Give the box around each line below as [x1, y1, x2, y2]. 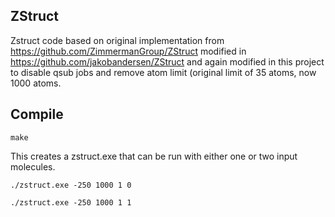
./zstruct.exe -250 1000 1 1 [10, 197, 132, 208]
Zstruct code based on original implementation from [10, 34, 225, 46]
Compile [10, 106, 64, 123]
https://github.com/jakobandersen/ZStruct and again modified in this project [10, 55, 325, 68]
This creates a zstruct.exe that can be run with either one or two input [10, 150, 298, 162]
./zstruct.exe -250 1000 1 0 [10, 180, 132, 190]
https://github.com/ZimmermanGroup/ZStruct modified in [10, 45, 247, 57]
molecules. [10, 160, 56, 173]
